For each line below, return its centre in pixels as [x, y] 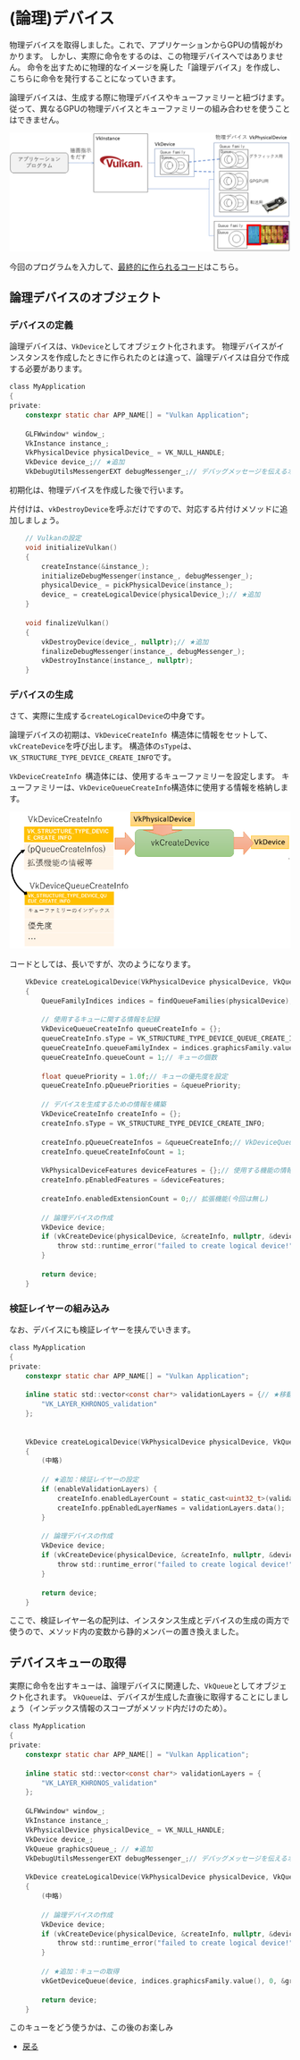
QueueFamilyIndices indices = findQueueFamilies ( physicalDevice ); [167, 1001]
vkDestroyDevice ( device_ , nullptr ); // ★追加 [125, 642]
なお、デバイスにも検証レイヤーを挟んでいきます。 [103, 1329]
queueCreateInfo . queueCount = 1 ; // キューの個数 [129, 1057]
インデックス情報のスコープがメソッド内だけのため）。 [132, 1708]
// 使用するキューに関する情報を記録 [101, 1020]
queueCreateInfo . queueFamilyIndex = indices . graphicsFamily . [158, 1047]
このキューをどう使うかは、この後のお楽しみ [92, 2028]
